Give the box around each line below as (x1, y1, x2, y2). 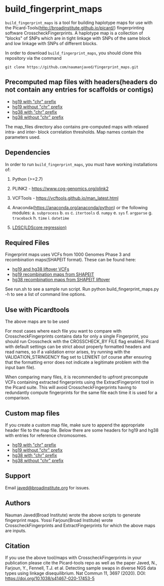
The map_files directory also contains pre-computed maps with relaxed (5, 123, 149, 129)
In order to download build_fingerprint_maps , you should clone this (5, 50, 142, 56)
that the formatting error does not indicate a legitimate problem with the (5, 359, 149, 366)
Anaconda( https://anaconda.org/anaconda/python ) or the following (12, 204, 148, 210)
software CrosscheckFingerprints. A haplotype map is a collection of (5, 30, 143, 36)
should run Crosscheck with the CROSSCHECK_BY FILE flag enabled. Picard (5, 339, 159, 344)
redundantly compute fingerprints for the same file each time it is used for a (5, 390, 158, 395)
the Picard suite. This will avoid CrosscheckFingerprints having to (5, 385, 137, 391)
